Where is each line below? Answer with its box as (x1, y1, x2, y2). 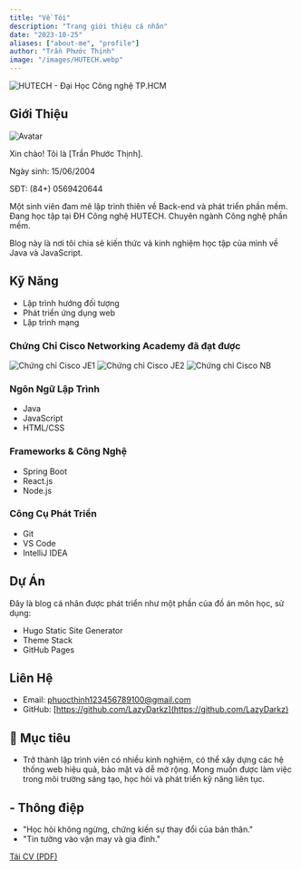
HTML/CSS (22, 422, 65, 433)
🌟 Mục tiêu (9, 730, 71, 746)
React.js (22, 475, 53, 486)
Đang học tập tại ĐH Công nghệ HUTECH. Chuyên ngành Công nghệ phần (9, 210, 288, 221)
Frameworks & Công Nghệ (9, 445, 127, 458)
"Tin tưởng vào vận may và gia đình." (22, 834, 161, 845)
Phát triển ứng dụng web (22, 307, 116, 318)
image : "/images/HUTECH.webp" (9, 55, 124, 64)
